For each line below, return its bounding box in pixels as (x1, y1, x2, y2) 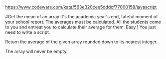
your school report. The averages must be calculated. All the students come (5, 19, 161, 25)
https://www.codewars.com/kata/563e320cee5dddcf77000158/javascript (5, 4, 157, 10)
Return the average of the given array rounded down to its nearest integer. (5, 39, 158, 45)
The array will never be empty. (5, 49, 68, 54)
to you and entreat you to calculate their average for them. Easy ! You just (5, 24, 156, 30)
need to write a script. (5, 29, 50, 35)
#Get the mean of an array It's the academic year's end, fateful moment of (5, 14, 158, 19)
